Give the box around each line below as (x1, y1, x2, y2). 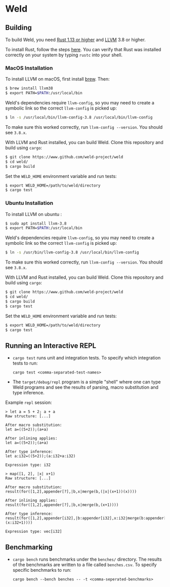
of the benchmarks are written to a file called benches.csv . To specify (12, 562, 157, 568)
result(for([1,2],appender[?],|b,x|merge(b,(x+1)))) (5, 502, 119, 507)
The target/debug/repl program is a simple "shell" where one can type (12, 379, 161, 385)
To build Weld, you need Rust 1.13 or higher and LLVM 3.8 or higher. (5, 36, 146, 43)
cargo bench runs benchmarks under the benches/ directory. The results (12, 556, 162, 563)
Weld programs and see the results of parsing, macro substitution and (12, 384, 158, 390)
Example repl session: (5, 399, 52, 406)
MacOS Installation (5, 64, 53, 71)
